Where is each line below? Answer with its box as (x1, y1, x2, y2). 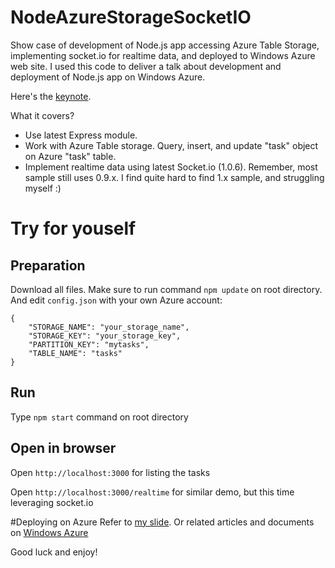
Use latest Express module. (24, 129, 138, 141)
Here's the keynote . (10, 90, 92, 102)
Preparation (10, 257, 86, 274)
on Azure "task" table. (24, 150, 117, 162)
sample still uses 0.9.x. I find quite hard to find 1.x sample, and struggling (24, 171, 325, 183)
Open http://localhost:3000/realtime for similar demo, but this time (10, 486, 295, 498)
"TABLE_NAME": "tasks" (28, 348, 123, 358)
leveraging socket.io (10, 496, 94, 508)
